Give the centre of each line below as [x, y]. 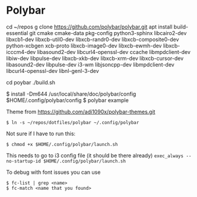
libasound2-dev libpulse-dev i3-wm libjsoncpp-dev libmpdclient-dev [90, 64]
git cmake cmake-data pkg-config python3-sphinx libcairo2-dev [108, 33]
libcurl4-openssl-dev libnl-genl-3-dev [53, 71]
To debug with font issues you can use [53, 172]
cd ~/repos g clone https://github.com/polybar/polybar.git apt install [89, 27]
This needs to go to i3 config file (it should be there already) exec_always [95, 155]
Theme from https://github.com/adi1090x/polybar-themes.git [81, 112]
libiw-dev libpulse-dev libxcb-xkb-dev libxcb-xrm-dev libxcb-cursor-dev [95, 58]
